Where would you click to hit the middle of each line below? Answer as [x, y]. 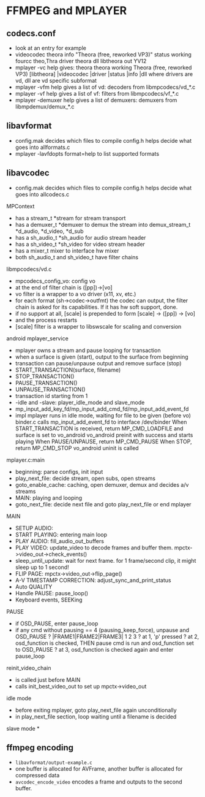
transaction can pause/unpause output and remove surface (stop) [98, 363]
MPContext [20, 206]
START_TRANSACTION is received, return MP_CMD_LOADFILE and [99, 428]
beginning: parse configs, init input [59, 471]
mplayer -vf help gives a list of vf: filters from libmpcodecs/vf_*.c [97, 93]
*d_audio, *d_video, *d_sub [49, 231]
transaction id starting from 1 [51, 395]
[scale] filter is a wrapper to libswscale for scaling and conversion [98, 326]
